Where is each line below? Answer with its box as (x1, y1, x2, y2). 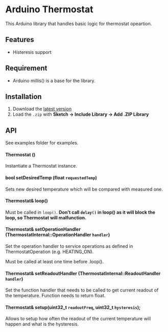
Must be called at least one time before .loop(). (5, 259, 104, 264)
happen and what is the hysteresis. (5, 321, 79, 327)
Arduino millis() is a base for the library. (12, 77, 95, 84)
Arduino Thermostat (5, 4, 93, 15)
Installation (5, 92, 42, 101)
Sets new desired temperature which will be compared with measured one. (5, 186, 163, 192)
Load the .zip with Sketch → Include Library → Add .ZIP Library (12, 111, 149, 117)
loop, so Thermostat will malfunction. (5, 214, 87, 221)
